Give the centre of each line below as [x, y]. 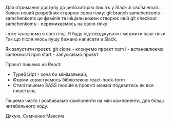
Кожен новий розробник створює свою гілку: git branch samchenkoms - [84, 13]
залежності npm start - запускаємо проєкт [52, 54]
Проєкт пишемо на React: [33, 64]
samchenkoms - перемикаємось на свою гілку [56, 24]
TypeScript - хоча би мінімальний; [50, 74]
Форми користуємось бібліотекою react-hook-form [69, 80]
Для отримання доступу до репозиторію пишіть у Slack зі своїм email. [82, 7]
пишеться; [24, 91]
